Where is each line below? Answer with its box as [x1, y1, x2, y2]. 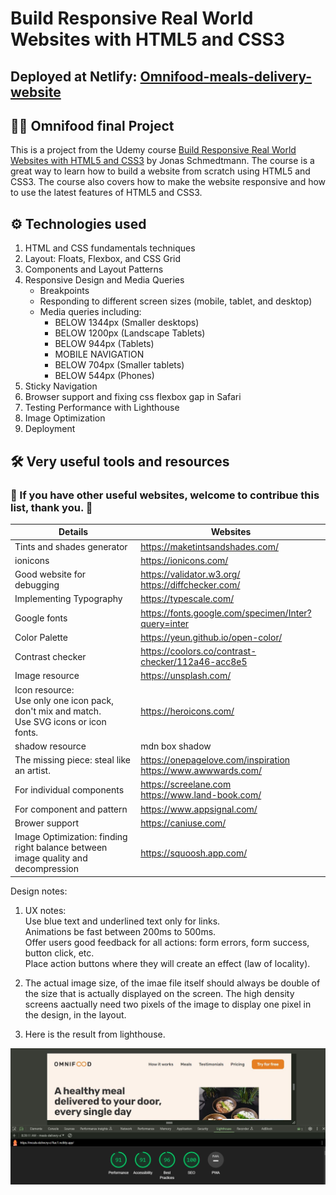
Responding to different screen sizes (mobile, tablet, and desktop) [39, 295, 313, 307]
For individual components [14, 783, 125, 796]
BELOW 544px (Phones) [54, 370, 155, 382]
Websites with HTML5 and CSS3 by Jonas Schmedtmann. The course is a [10, 155, 315, 167]
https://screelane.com [140, 778, 232, 791]
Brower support [14, 817, 80, 829]
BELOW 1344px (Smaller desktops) [54, 317, 200, 329]
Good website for [14, 568, 87, 581]
